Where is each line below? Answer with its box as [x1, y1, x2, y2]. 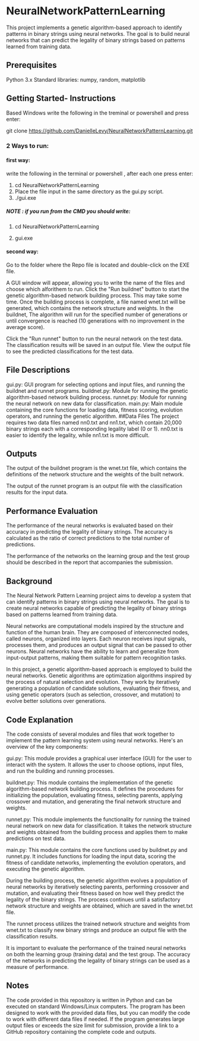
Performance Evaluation [6, 506, 98, 516]
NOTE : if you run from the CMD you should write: [6, 207, 131, 215]
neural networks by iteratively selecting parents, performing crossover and [6, 883, 189, 890]
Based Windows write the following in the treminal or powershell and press [6, 109, 189, 116]
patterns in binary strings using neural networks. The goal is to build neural [6, 30, 190, 37]
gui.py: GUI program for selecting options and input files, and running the [6, 380, 185, 388]
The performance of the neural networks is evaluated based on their [6, 522, 173, 529]
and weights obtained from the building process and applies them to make [6, 828, 188, 835]
